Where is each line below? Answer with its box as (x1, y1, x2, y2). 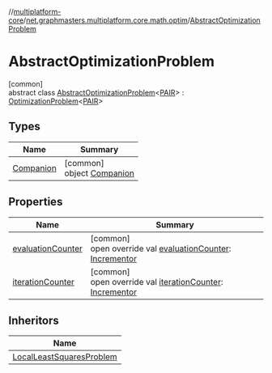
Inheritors (8, 313, 59, 327)
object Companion (64, 167, 135, 179)
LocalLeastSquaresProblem (12, 351, 117, 362)
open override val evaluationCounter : (90, 243, 232, 254)
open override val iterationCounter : (90, 276, 223, 287)
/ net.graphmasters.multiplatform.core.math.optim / (23, 15, 190, 25)
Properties (8, 195, 63, 209)
